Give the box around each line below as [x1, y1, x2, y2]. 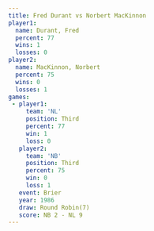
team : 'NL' [25, 108, 62, 116]
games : [8, 93, 30, 101]
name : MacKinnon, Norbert [15, 64, 101, 71]
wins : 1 [15, 41, 41, 49]
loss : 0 [25, 137, 51, 145]
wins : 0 [15, 78, 41, 86]
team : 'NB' [25, 152, 62, 160]
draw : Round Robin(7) [18, 203, 90, 211]
